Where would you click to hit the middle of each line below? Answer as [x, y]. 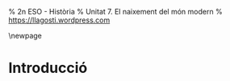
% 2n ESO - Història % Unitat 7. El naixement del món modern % [116, 12]
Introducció [48, 68]
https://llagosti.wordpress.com [59, 20]
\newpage [25, 36]
